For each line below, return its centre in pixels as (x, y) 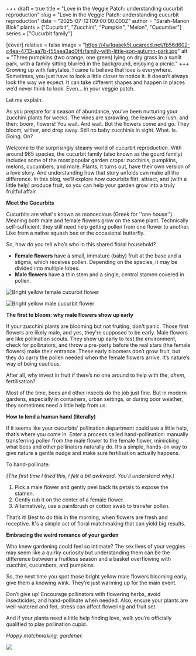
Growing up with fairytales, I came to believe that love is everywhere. (89, 70)
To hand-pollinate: (28, 464)
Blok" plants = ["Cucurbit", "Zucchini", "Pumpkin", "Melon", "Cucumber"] (94, 27)
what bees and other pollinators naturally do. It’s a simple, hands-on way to (97, 447)
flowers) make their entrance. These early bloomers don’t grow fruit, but (93, 351)
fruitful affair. (22, 191)
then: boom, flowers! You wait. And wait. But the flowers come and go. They (98, 124)
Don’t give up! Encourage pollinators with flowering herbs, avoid (83, 594)
